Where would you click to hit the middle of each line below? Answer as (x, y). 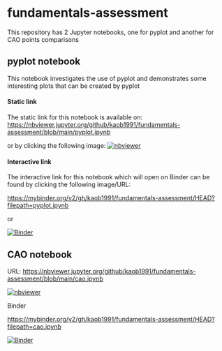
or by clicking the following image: (57, 145)
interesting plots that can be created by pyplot (74, 86)
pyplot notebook (44, 62)
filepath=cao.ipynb (34, 327)
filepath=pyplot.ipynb (38, 206)
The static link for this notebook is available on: (75, 117)
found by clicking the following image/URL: (69, 185)
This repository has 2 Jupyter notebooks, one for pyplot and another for (111, 32)
